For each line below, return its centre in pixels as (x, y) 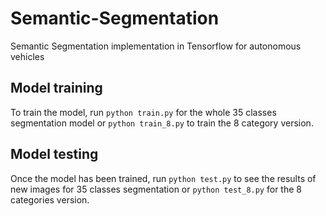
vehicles (27, 56)
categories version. (50, 199)
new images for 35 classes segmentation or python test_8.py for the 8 (156, 189)
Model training (56, 88)
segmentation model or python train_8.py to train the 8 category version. (162, 123)
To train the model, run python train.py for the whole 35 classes (143, 112)
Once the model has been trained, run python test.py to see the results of (163, 178)
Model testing (54, 154)
